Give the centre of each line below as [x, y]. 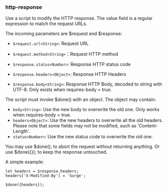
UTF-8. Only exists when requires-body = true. [62, 90]
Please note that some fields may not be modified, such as [75, 126]
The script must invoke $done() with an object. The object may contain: [81, 100]
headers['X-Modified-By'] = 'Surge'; [46, 176]
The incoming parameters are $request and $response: [64, 34]
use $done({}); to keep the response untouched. [56, 152]
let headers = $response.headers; [42, 172]
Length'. [21, 131]
